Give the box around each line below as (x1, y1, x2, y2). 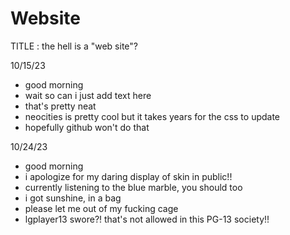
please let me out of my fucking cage (24, 202, 179, 214)
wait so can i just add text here (24, 89, 152, 101)
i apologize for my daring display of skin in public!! (24, 170, 233, 182)
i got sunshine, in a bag (24, 192, 122, 204)
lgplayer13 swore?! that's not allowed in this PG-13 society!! (24, 213, 270, 225)
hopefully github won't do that (24, 121, 150, 133)
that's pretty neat (24, 100, 97, 112)
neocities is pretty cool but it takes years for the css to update (24, 110, 281, 122)
